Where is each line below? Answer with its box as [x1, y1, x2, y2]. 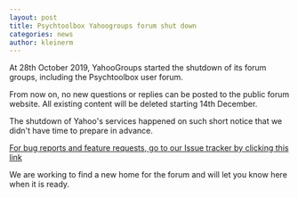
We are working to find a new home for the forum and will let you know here [9, 169, 287, 180]
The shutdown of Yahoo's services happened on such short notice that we [9, 116, 283, 127]
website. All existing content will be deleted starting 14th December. [9, 99, 258, 110]
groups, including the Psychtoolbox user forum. [9, 72, 184, 83]
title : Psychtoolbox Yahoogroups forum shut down [9, 21, 197, 30]
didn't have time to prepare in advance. [9, 126, 153, 136]
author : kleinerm [9, 37, 74, 47]
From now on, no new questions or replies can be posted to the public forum [9, 89, 290, 100]
